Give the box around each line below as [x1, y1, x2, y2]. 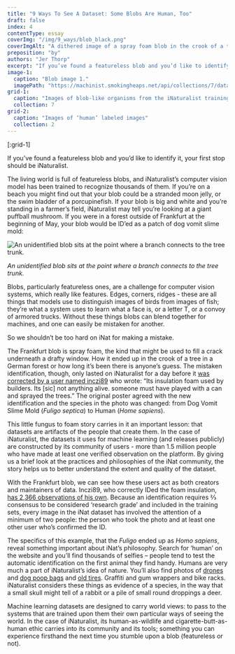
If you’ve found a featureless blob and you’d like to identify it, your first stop [7, 153, 225, 162]
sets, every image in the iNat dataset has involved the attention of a [7, 508, 201, 516]
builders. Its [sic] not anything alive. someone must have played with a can [7, 384, 222, 392]
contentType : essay [7, 29, 64, 37]
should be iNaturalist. [7, 161, 69, 169]
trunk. [7, 269, 24, 277]
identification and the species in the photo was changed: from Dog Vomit [7, 398, 218, 407]
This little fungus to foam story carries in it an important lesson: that [7, 419, 203, 428]
